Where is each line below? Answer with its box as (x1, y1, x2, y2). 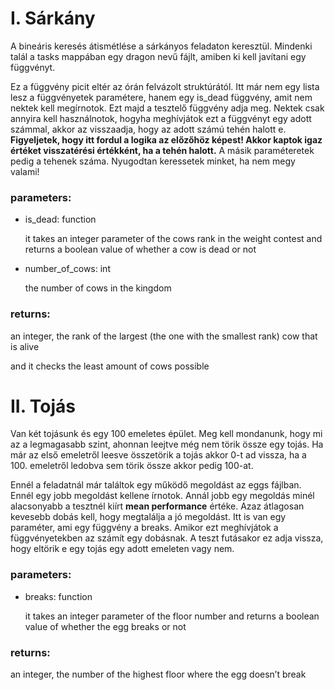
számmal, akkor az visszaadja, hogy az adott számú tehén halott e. (10, 123, 287, 135)
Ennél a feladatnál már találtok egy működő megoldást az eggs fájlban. (10, 479, 302, 491)
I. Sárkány (10, 7, 96, 30)
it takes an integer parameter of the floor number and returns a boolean (24, 610, 320, 622)
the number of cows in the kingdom (24, 282, 172, 294)
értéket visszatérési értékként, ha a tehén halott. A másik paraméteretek (10, 144, 315, 156)
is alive (10, 340, 40, 352)
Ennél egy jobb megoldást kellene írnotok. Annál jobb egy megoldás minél (10, 490, 315, 502)
